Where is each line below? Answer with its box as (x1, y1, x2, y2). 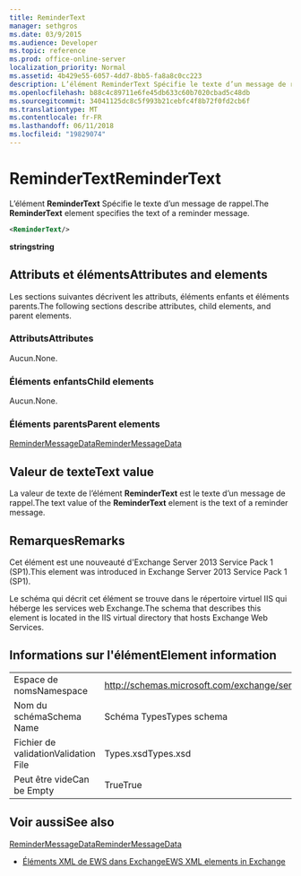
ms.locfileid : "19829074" (9, 130, 106, 139)
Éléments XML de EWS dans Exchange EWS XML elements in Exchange (21, 855, 286, 866)
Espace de (13, 673, 58, 686)
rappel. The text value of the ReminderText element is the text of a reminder (9, 498, 288, 508)
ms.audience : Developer (9, 38, 99, 48)
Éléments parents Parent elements (9, 418, 160, 430)
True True (104, 778, 142, 791)
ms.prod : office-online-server (9, 55, 126, 64)
